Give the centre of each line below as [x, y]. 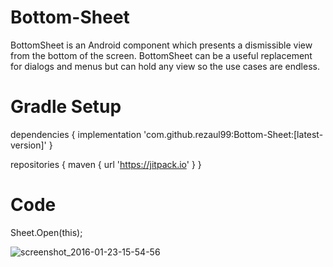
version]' [28, 145]
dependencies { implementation [76, 134]
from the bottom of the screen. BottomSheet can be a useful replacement [161, 55]
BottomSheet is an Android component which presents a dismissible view [161, 45]
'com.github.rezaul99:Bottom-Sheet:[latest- [233, 134]
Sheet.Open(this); [46, 232]
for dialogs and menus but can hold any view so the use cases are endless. [165, 66]
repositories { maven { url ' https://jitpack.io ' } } [106, 164]
